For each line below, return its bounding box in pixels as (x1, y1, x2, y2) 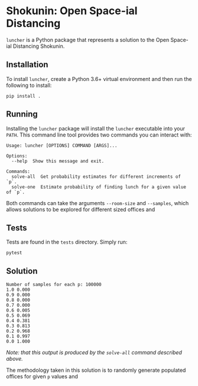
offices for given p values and (6, 373, 79, 380)
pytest (6, 250, 22, 256)
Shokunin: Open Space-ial (6, 4, 138, 18)
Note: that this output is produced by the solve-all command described (6, 349, 182, 356)
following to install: (6, 82, 52, 89)
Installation (6, 60, 48, 70)
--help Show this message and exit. (11, 158, 105, 164)
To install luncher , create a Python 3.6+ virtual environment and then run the (6, 75, 192, 82)
